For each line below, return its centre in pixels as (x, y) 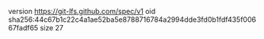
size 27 (52, 28)
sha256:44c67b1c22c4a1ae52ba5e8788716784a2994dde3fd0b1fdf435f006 (132, 19)
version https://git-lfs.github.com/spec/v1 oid (82, 11)
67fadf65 (23, 28)
